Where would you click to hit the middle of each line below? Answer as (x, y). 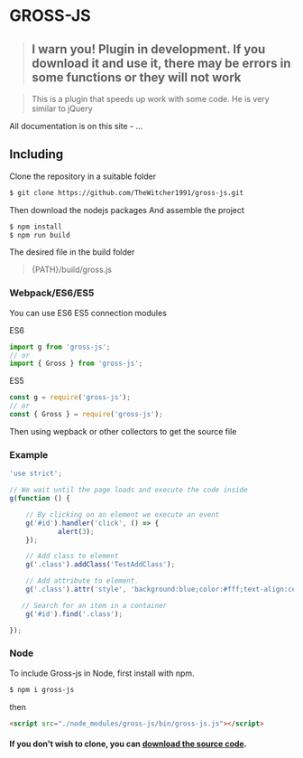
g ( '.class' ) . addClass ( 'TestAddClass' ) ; (101, 565)
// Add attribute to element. (83, 581)
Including (37, 154)
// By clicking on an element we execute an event (123, 515)
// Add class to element (72, 557)
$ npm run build (40, 235)
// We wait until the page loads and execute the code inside (129, 490)
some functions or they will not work (136, 77)
